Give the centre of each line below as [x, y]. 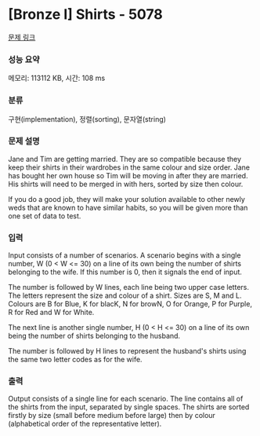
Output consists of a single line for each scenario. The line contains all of [126, 399]
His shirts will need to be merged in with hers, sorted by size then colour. [126, 184]
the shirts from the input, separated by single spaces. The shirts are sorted [129, 407]
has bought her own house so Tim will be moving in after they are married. [128, 175]
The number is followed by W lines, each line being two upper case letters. [128, 288]
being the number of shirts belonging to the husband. [94, 336]
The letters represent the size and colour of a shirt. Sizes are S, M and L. [125, 295]
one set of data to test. [45, 216]
